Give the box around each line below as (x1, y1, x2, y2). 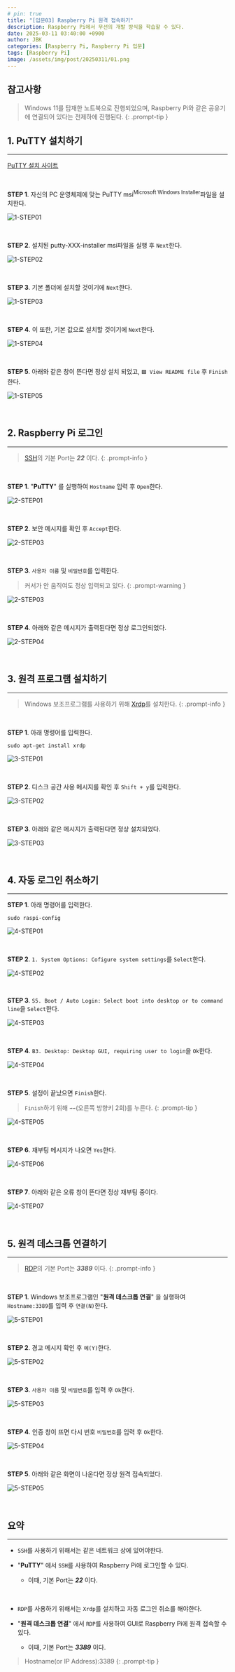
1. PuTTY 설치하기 (7, 135, 83, 147)
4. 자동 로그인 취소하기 (7, 874, 99, 886)
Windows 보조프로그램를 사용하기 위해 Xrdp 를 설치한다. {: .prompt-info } (24, 700, 226, 708)
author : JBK (7, 36, 42, 44)
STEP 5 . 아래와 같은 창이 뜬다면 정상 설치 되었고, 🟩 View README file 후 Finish (7, 368, 228, 376)
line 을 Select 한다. (7, 1005, 59, 1013)
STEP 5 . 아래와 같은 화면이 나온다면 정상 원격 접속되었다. (7, 1470, 163, 1478)
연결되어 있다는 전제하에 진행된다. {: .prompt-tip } (31, 112, 169, 121)
